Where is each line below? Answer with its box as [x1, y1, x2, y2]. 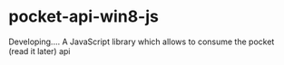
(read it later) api [8, 45, 71, 56]
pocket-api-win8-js [8, 6, 160, 27]
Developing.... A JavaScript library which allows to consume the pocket [8, 36, 275, 47]
